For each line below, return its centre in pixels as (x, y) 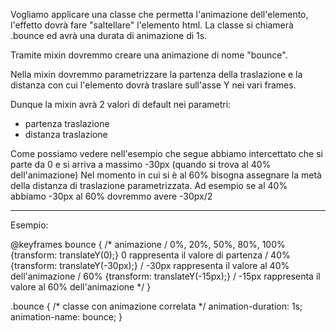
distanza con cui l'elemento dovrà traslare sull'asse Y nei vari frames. (153, 85)
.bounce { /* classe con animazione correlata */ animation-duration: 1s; (156, 306)
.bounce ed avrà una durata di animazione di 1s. (109, 35)
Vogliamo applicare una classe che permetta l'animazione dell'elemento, (159, 14)
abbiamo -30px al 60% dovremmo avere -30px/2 (111, 196)
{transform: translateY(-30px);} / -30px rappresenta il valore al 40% (150, 265)
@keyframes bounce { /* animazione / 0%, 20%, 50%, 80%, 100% (148, 244)
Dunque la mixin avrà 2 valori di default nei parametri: (121, 104)
